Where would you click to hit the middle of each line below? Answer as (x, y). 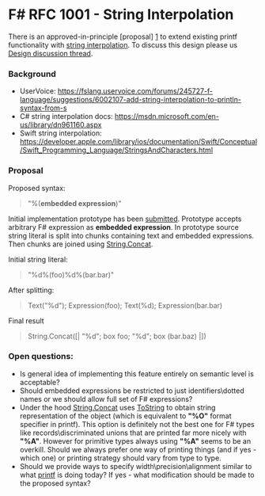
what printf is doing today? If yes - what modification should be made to (137, 475)
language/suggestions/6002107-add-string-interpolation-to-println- (130, 100)
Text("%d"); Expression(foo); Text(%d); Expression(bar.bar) (125, 305)
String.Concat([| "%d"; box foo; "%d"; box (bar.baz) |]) (117, 336)
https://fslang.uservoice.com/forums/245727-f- (135, 91)
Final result (26, 320)
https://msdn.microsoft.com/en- (167, 116)
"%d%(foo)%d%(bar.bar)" (71, 274)
